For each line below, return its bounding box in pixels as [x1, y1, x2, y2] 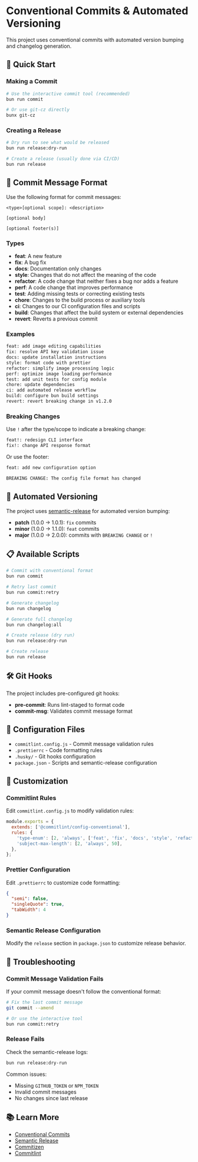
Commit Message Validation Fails [6, 974, 104, 983]
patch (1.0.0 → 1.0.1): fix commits [14, 518, 97, 526]
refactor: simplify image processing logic [6, 365, 115, 371]
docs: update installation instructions [6, 354, 107, 361]
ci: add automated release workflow [6, 387, 96, 393]
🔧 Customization [6, 776, 68, 786]
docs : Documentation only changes [14, 265, 102, 272]
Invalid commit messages [14, 1088, 77, 1095]
